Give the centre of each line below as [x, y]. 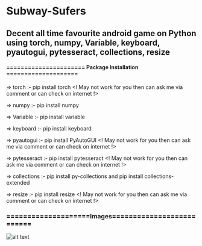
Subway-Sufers [46, 11]
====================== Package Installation [72, 67]
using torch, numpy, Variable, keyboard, [83, 42]
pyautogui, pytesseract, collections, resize [88, 52]
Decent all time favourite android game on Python [101, 33]
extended [18, 182]
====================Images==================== [101, 216]
